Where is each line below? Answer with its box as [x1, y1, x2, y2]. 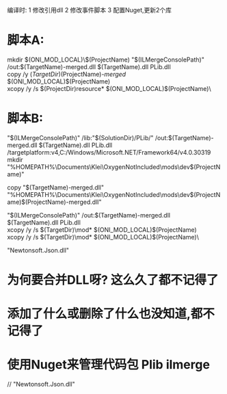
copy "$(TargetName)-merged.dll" [7, 183, 105, 192]
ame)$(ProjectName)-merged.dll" [7, 198, 102, 206]
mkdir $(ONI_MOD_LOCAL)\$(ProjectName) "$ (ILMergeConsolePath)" [7, 55, 205, 64]
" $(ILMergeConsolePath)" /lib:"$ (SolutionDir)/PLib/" [7, 133, 154, 142]
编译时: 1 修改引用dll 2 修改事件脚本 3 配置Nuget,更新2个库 [7, 6, 172, 14]
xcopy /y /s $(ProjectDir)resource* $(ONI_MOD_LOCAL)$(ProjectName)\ [7, 84, 211, 92]
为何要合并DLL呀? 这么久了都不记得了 [7, 272, 219, 288]
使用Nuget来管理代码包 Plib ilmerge [7, 357, 211, 373]
